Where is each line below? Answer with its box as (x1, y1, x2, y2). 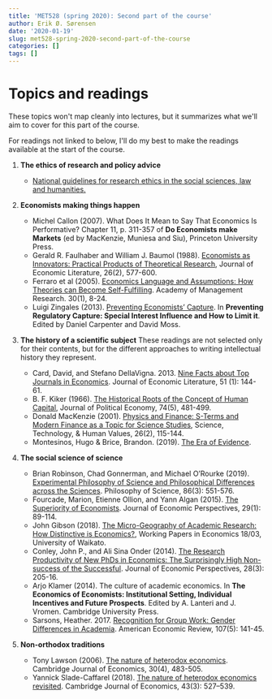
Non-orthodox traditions (19, 639, 106, 649)
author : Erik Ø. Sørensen (8, 19, 96, 28)
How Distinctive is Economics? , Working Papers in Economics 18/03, (32, 529, 262, 538)
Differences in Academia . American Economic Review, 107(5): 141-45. (32, 623, 265, 633)
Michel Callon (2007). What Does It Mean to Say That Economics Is (32, 216, 257, 226)
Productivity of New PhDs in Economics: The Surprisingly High (32, 554, 242, 564)
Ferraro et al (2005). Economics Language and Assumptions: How (32, 276, 254, 286)
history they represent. (19, 352, 97, 362)
